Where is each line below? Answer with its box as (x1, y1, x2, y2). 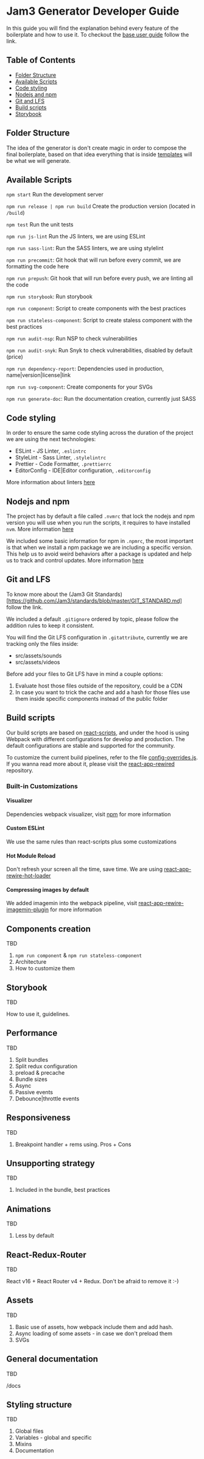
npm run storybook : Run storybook (6, 293, 93, 300)
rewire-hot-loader (6, 872, 51, 880)
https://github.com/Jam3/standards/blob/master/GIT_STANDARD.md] (8, 597, 183, 604)
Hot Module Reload (6, 852, 56, 859)
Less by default (15, 1232, 54, 1239)
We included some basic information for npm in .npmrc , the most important (6, 537, 194, 544)
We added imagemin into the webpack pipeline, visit (6, 900, 138, 907)
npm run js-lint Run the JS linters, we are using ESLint (6, 233, 146, 240)
